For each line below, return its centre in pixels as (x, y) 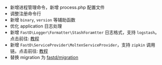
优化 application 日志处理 (36, 26)
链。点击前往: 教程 (29, 51)
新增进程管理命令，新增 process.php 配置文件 (57, 7)
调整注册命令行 (25, 13)
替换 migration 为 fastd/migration (44, 57)
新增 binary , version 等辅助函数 (43, 20)
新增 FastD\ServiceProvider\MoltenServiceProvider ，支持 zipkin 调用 (83, 45)
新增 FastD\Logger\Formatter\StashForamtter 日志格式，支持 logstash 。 (85, 32)
